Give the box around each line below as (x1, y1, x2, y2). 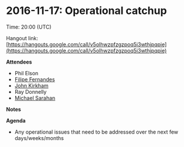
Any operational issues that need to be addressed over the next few (14, 128, 179, 135)
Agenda (6, 117, 26, 124)
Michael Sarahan (14, 94, 56, 101)
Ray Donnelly (14, 88, 47, 95)
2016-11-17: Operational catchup (6, 4, 167, 17)
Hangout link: (6, 34, 39, 41)
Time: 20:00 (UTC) (6, 23, 52, 30)
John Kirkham (14, 82, 49, 89)
